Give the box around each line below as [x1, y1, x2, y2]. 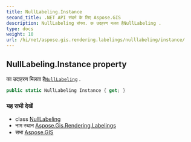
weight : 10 [6, 31, 34, 37]
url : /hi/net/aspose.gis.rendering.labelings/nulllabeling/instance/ [6, 37, 186, 43]
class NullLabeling [15, 115, 61, 123]
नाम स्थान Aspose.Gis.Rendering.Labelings [15, 121, 117, 129]
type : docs [6, 25, 34, 32]
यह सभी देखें [6, 102, 33, 110]
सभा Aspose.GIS [15, 128, 54, 136]
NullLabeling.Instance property [6, 59, 127, 69]
